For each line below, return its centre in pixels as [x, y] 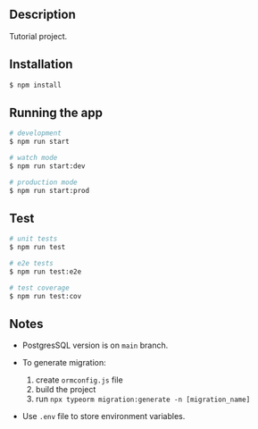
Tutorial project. [38, 36]
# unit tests [33, 239]
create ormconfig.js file [79, 380]
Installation [41, 65]
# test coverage [39, 288]
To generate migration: [64, 363]
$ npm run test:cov [46, 296]
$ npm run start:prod [50, 190]
